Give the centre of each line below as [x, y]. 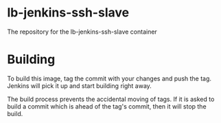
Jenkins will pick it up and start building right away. [80, 86]
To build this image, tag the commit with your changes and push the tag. [109, 78]
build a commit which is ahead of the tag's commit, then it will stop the [107, 106]
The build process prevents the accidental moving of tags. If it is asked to [111, 99]
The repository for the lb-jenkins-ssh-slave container [82, 32]
